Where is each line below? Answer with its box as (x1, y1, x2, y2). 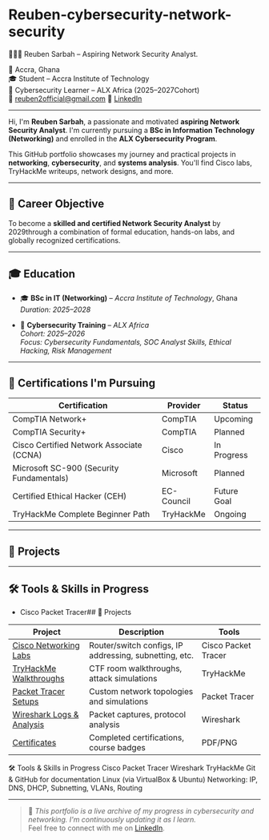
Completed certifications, (89, 732, 184, 743)
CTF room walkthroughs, (89, 663, 183, 674)
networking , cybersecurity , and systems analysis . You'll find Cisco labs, (8, 158, 252, 168)
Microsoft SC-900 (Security (12, 462, 119, 474)
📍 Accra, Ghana (8, 64, 60, 74)
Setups (12, 696, 39, 707)
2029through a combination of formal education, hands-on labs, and (8, 227, 235, 236)
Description (118, 627, 165, 637)
